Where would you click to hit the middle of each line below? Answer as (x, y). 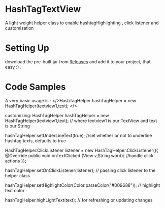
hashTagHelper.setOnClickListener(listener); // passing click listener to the (81, 170)
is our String (17, 126)
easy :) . (13, 67)
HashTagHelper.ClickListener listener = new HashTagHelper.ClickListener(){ (82, 150)
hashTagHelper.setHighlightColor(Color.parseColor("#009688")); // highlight (82, 185)
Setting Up (27, 48)
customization (19, 28)
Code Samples (35, 87)
